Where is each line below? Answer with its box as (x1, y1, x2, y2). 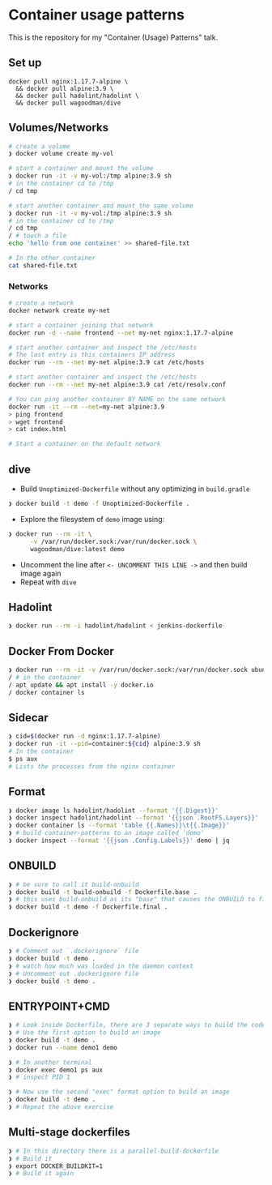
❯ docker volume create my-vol (8, 150, 114, 158)
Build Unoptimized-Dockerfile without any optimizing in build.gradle (19, 484, 250, 494)
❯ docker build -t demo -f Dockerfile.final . (8, 903, 168, 911)
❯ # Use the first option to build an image (8, 1029, 161, 1037)
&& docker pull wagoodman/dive (15, 99, 121, 107)
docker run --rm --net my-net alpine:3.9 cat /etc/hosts (8, 358, 205, 366)
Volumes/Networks (8, 121, 109, 135)
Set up (8, 56, 42, 70)
